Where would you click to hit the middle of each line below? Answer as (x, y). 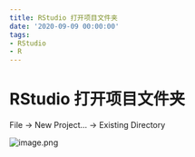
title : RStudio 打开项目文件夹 (63, 18)
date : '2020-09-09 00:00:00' (64, 26)
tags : (19, 34)
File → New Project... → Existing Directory (88, 125)
